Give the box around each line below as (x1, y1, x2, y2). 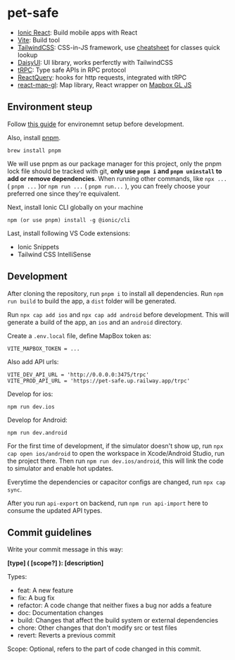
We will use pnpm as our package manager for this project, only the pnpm (7, 159, 222, 168)
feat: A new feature (17, 586, 74, 594)
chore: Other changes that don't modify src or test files (17, 623, 177, 632)
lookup (17, 51, 38, 59)
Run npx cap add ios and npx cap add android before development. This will (7, 310, 229, 318)
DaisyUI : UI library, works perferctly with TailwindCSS (17, 58, 174, 66)
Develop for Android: (7, 416, 68, 424)
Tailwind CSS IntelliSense (17, 250, 91, 259)
